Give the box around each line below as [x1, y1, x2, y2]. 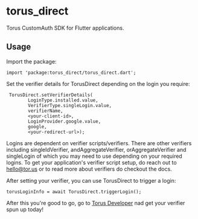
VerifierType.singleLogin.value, [28, 102, 112, 108]
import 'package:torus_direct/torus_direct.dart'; [6, 70, 136, 76]
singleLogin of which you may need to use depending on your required [6, 152, 182, 160]
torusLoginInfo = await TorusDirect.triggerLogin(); [6, 189, 142, 195]
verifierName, [28, 108, 63, 114]
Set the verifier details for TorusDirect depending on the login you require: [6, 80, 190, 87]
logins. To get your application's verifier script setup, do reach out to [6, 159, 177, 166]
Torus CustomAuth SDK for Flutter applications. [6, 24, 124, 31]
